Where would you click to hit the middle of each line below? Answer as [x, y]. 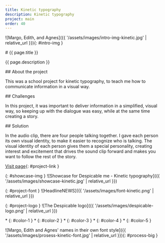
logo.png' [15, 211]
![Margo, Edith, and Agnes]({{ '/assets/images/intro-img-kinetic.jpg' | [76, 38]
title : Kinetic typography [33, 10]
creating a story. [22, 117]
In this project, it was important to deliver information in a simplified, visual [81, 106]
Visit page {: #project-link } [32, 166]
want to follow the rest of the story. [41, 157]
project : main [20, 19]
